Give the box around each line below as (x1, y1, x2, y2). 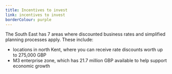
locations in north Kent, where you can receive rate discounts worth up (12, 47, 163, 53)
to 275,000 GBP (12, 52, 47, 58)
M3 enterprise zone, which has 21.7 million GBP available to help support (12, 58, 167, 64)
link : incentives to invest (5, 12, 66, 17)
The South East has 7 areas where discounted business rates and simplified (5, 31, 166, 38)
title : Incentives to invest (5, 7, 68, 13)
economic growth (12, 63, 50, 69)
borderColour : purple (5, 17, 52, 22)
